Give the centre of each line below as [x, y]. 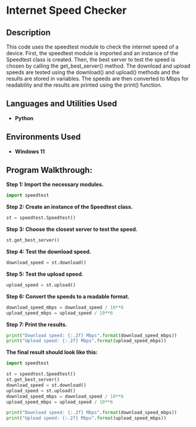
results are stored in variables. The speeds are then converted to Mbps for [97, 79]
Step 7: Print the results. [37, 324]
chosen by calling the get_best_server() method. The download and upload [98, 66]
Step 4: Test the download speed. [49, 252]
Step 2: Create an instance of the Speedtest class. [69, 207]
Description [28, 33]
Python [24, 118]
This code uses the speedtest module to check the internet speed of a [92, 47]
